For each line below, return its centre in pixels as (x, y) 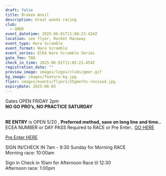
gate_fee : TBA (20, 58)
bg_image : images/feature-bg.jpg (41, 77)
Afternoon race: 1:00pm (30, 168)
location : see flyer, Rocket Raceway (46, 39)
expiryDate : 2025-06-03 (31, 86)
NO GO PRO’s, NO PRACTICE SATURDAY (49, 106)
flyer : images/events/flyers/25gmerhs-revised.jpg (60, 82)
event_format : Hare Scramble (36, 48)
